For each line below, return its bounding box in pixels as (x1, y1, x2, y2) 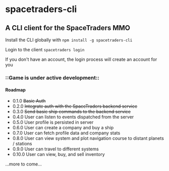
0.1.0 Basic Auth (12, 98, 46, 104)
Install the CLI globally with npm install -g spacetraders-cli (5, 37, 133, 43)
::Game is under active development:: (5, 74, 99, 81)
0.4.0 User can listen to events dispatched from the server (12, 114, 134, 120)
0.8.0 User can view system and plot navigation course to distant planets (12, 135, 164, 141)
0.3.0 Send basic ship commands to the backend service (12, 109, 131, 115)
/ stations (12, 141, 32, 147)
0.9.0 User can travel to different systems (12, 146, 99, 152)
